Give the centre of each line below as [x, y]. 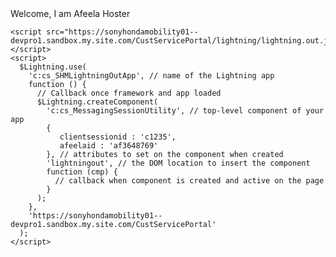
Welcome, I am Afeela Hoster [70, 13]
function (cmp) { [82, 172]
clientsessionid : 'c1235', [118, 137]
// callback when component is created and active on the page [189, 181]
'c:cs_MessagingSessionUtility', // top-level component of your [185, 111]
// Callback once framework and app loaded [129, 93]
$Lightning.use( [53, 67]
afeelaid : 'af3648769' [109, 146]
